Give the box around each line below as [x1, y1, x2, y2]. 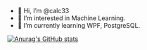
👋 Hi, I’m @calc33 [17, 7, 70, 15]
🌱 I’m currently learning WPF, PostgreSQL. [17, 22, 141, 29]
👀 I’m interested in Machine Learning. [17, 14, 126, 22]
